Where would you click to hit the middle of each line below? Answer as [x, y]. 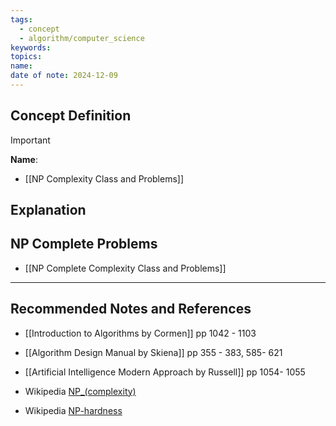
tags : [21, 19]
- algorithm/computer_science [82, 38]
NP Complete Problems [84, 244]
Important [30, 140]
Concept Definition [71, 116]
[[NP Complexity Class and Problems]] [104, 178]
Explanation [48, 210]
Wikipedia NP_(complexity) [80, 391]
